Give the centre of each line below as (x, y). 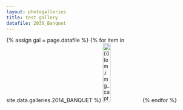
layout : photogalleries (36, 12)
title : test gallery (32, 18)
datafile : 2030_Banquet (36, 23)
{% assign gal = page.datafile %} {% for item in (65, 40)
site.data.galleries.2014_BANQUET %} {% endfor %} (92, 100)
